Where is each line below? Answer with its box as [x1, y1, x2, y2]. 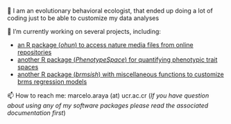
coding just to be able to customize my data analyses [7, 14, 160, 22]
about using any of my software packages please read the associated [7, 101, 209, 109]
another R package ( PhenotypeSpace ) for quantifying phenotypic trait [17, 55, 218, 64]
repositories [17, 48, 52, 56]
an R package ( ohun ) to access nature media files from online [17, 41, 194, 48]
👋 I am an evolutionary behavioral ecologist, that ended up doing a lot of [7, 7, 213, 15]
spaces [17, 63, 39, 71]
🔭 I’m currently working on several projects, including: [7, 28, 162, 35]
